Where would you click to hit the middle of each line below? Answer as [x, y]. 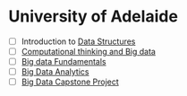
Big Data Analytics [55, 72]
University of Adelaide [93, 17]
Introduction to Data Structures [78, 41]
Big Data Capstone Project [70, 82]
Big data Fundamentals [64, 62]
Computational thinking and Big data [88, 52]
